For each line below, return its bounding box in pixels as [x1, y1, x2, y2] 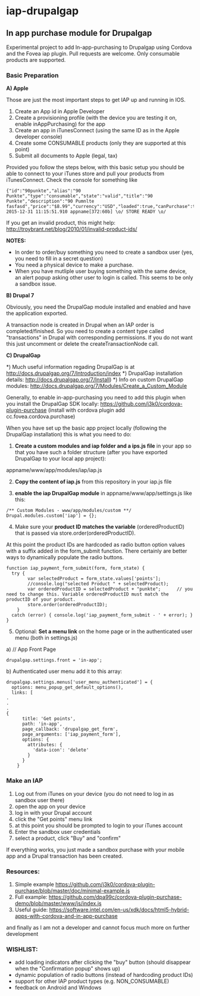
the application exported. [6, 310, 68, 317]
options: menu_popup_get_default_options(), [11, 684, 124, 691]
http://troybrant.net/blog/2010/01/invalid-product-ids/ [6, 225, 137, 233]
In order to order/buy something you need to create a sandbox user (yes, [14, 249, 194, 256]
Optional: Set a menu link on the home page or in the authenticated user [14, 628, 193, 635]
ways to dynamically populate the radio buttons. [6, 554, 124, 561]
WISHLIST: [6, 945, 38, 953]
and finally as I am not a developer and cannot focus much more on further [6, 924, 190, 931]
